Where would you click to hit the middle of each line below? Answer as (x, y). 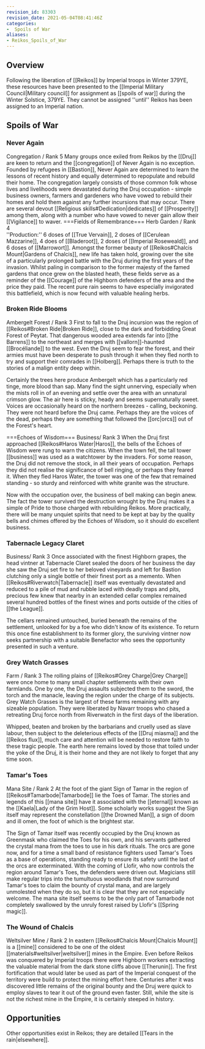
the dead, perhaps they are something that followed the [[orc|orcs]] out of (100, 419)
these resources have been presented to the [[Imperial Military (85, 86)
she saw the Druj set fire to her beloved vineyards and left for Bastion (94, 570)
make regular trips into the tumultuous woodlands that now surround (93, 879)
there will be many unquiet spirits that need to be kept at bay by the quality (101, 514)
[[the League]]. (25, 609)
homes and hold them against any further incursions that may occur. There (101, 202)
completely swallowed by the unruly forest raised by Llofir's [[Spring (93, 904)
